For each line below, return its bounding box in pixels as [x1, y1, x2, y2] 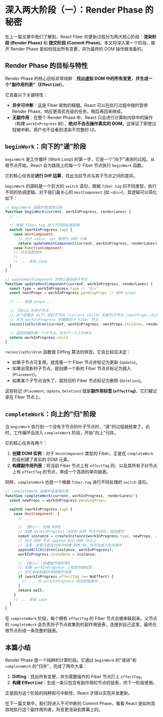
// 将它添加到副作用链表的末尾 [17, 570, 72, 575]
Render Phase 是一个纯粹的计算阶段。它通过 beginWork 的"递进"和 [5, 657, 137, 663]
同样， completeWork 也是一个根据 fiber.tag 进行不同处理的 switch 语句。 [5, 479, 150, 485]
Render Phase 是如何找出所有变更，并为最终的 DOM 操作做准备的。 [10, 46, 146, 52]
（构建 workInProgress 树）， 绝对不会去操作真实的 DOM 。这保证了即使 [12, 120, 152, 126]
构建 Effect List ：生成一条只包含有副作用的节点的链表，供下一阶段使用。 [12, 679, 158, 685]
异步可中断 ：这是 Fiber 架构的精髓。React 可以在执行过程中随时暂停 [12, 102, 148, 108]
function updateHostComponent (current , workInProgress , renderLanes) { [5, 281, 153, 286]
